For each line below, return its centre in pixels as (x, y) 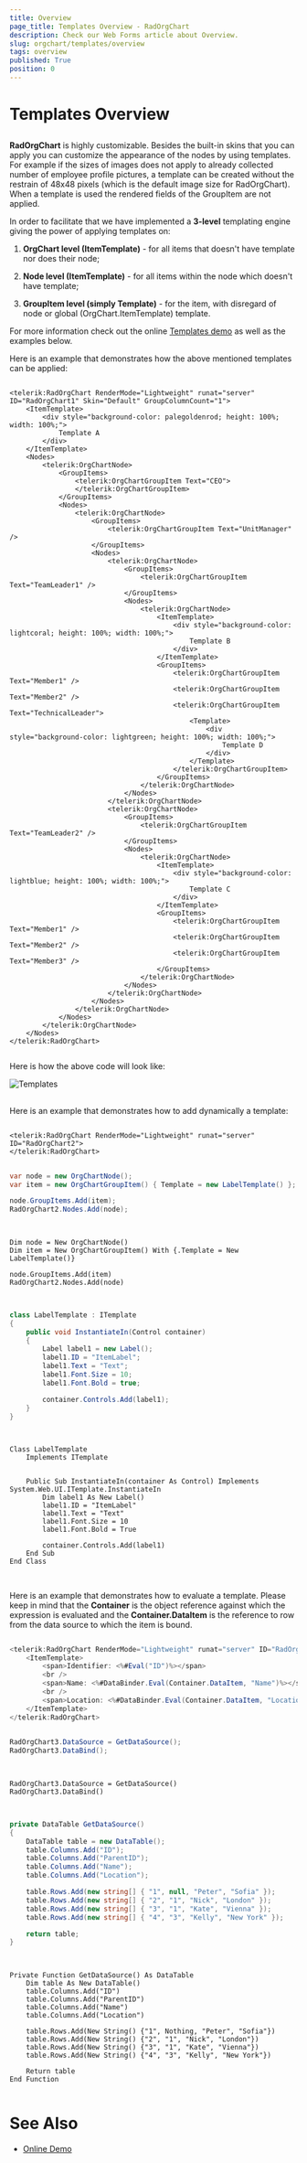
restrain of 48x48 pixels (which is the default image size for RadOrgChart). (150, 185)
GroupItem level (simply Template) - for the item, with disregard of (149, 304)
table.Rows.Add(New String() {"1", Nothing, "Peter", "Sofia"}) (151, 2031)
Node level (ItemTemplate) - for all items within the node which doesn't (158, 276)
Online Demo (47, 2149)
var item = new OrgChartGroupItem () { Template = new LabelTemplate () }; (153, 1184)
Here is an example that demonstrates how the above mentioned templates (151, 359)
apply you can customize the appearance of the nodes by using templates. (150, 155)
